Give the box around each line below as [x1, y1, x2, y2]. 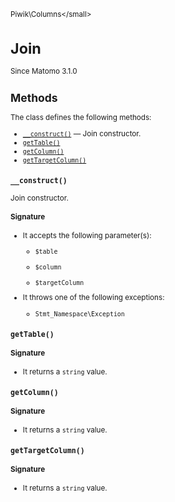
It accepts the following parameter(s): [22, 230, 152, 240]
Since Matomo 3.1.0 [10, 66, 78, 77]
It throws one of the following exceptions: [22, 293, 165, 303]
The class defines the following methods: [10, 113, 152, 123]
